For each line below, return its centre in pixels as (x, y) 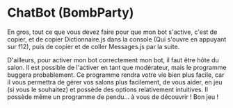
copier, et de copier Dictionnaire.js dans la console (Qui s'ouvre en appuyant (117, 39)
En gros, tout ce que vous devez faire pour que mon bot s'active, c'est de (112, 32)
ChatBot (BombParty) (71, 13)
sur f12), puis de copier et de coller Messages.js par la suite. (94, 46)
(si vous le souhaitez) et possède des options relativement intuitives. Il (108, 89)
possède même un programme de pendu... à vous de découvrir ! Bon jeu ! (113, 97)
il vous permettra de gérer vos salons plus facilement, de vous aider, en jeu (115, 82)
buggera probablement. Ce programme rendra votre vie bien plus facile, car (116, 75)
